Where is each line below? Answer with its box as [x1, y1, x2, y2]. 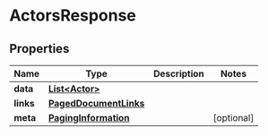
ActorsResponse [9, 5, 136, 26]
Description [153, 68, 204, 80]
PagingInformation [48, 112, 130, 123]
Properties [9, 41, 70, 56]
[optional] [212, 112, 255, 123]
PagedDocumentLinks [48, 98, 145, 109]
